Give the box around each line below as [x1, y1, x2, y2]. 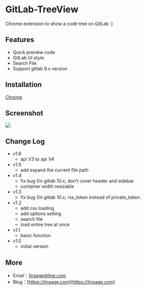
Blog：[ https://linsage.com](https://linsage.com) [12, 279, 115, 285]
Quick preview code [12, 49, 55, 55]
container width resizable [20, 183, 74, 189]
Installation [5, 81, 42, 89]
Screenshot [5, 109, 44, 118]
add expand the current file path [20, 167, 89, 173]
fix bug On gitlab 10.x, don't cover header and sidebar [20, 178, 134, 184]
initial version [20, 243, 49, 249]
